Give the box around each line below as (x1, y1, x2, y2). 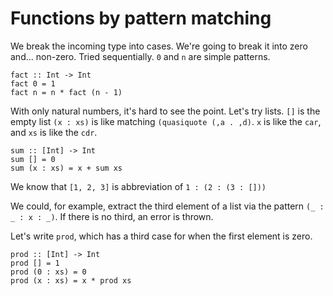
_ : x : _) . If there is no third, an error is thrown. (10, 210, 214, 222)
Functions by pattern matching (10, 7, 272, 30)
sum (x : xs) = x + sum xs (10, 163, 123, 173)
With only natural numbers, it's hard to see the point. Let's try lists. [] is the (10, 105, 321, 117)
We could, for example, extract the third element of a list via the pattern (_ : (10, 200, 325, 212)
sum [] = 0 (10, 154, 56, 164)
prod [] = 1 (10, 258, 60, 268)
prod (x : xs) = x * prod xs (10, 275, 132, 286)
